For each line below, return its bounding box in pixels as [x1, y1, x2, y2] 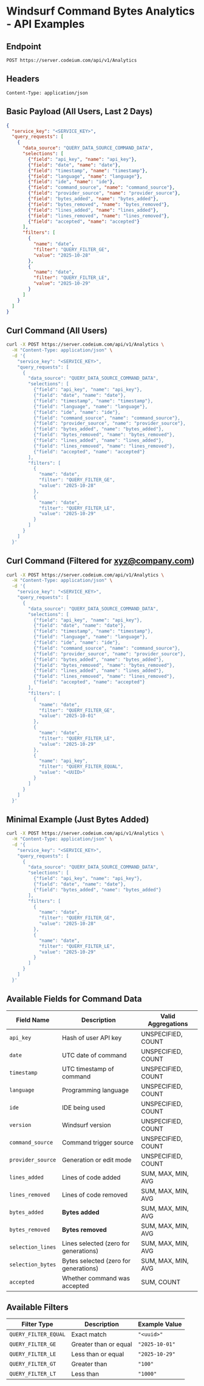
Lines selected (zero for [61, 1239, 130, 1248]
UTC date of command [61, 1051, 127, 1060]
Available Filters [6, 1302, 69, 1313]
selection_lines [9, 1243, 56, 1251]
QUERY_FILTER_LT [9, 1370, 56, 1378]
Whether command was [61, 1274, 131, 1282]
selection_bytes [9, 1261, 56, 1268]
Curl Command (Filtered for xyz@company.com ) [6, 556, 195, 566]
